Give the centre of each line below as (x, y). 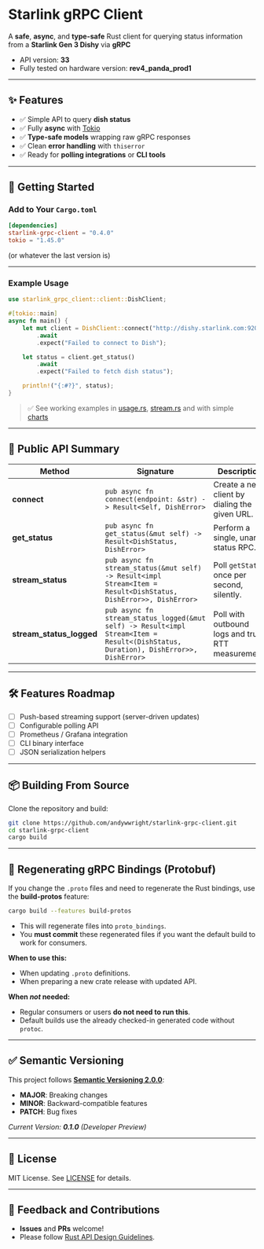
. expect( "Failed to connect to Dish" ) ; (102, 343)
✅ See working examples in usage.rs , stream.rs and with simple (130, 408)
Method (55, 471)
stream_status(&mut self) (153, 568)
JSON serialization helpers (62, 751)
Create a (229, 484)
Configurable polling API (59, 726)
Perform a (232, 527)
